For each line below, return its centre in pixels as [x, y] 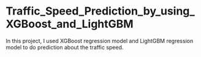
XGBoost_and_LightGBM [70, 24]
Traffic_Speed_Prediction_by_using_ [100, 11]
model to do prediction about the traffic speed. [65, 47]
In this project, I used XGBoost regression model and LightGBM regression [100, 41]
